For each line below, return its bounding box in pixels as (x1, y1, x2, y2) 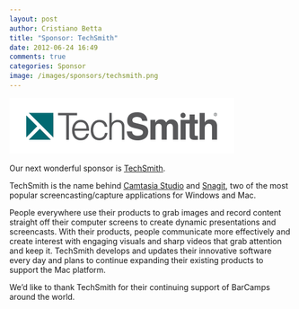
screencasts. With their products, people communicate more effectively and (9, 225, 291, 237)
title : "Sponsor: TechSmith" (9, 33, 119, 42)
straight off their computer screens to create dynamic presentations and (9, 216, 277, 227)
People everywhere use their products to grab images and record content (9, 207, 282, 217)
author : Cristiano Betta (9, 23, 102, 33)
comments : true (9, 52, 66, 62)
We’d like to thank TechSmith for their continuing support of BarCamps (9, 281, 271, 292)
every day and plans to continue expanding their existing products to (9, 254, 264, 265)
